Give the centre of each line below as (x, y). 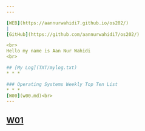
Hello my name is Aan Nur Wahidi (49, 51)
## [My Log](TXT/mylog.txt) (42, 68)
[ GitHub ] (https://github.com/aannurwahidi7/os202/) (73, 34)
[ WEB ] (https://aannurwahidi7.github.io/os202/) (68, 23)
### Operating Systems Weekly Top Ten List (62, 84)
